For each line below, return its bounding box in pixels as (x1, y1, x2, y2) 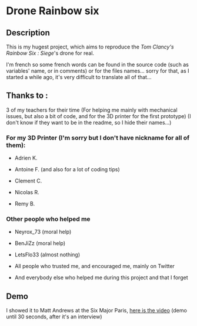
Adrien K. (14, 155, 38, 162)
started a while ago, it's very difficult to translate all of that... (6, 74, 152, 80)
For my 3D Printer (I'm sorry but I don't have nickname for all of (6, 133, 190, 142)
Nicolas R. (14, 189, 39, 196)
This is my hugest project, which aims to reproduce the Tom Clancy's (6, 43, 175, 50)
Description (6, 28, 50, 38)
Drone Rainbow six (6, 4, 99, 18)
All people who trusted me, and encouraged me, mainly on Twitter (14, 263, 175, 270)
